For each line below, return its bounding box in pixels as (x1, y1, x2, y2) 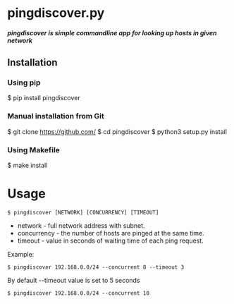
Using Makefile (7, 145, 60, 154)
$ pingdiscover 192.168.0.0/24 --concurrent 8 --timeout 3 (7, 264, 185, 271)
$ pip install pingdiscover (7, 94, 80, 102)
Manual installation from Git (7, 111, 104, 121)
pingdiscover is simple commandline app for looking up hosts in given (7, 28, 217, 37)
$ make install (7, 161, 48, 170)
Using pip (7, 78, 41, 87)
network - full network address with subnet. (17, 221, 146, 230)
